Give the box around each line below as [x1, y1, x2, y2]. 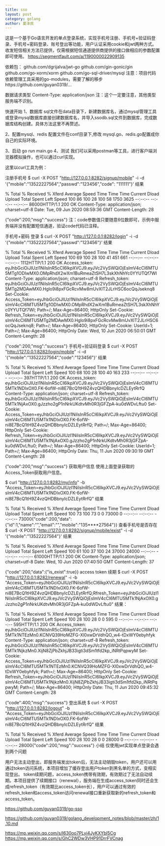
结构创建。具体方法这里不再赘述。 [13, 121, 82, 127]
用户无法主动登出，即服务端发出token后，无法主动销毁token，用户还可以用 [5, 759, 157, 765]
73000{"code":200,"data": [19, 516, 72, 522]
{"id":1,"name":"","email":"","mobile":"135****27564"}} [5, 522, 118, 528]
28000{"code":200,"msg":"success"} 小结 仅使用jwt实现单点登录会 [19, 743, 155, 749]
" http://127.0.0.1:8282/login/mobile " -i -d [5, 349, 86, 355]
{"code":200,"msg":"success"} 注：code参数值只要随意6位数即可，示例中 [5, 217, 155, 223]
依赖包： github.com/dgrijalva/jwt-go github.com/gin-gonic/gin [5, 64, 133, 70]
